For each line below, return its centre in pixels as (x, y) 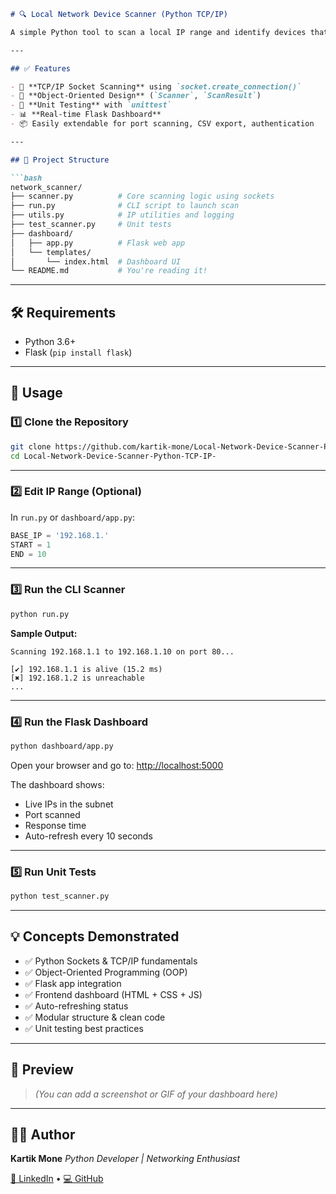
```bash (26, 178)
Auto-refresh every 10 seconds (88, 836)
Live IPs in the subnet (69, 804)
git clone (31, 446)
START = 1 (31, 545)
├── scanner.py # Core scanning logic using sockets (142, 196)
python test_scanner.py (60, 896)
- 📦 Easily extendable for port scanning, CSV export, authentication (162, 124)
